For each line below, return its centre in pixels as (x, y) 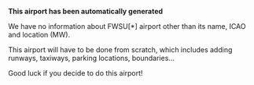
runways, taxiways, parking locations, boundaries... (92, 58)
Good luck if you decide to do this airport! (75, 73)
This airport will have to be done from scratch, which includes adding (120, 50)
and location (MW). (39, 35)
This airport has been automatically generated (86, 11)
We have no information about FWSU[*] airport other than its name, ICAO (127, 26)
